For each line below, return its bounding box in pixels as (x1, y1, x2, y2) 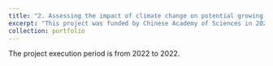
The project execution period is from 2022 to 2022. (8, 49, 180, 59)
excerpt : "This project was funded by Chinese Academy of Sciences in (8, 19, 253, 27)
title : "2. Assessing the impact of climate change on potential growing (8, 11, 264, 20)
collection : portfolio (8, 27, 85, 35)
